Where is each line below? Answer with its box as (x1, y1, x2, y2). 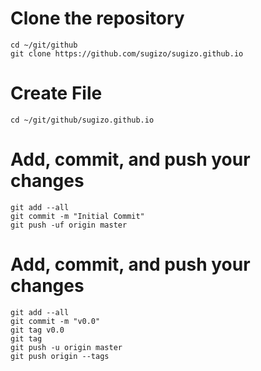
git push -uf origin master (10, 220, 128, 230)
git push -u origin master (10, 342, 123, 352)
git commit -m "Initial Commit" (10, 211, 145, 221)
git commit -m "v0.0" (10, 316, 101, 326)
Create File (10, 82, 103, 105)
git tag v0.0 (10, 325, 65, 335)
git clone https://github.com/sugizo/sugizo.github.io (10, 48, 244, 59)
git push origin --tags (10, 351, 110, 361)
